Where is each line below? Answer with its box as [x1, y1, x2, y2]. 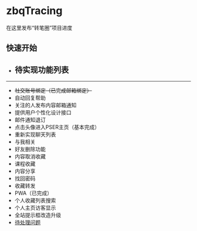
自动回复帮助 [14, 94, 46, 101]
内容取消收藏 [14, 153, 46, 160]
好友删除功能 [14, 145, 46, 153]
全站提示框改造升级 [14, 212, 62, 219]
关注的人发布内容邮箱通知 [14, 101, 77, 109]
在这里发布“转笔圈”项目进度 [6, 24, 73, 31]
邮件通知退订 [14, 116, 46, 124]
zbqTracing [6, 4, 63, 18]
